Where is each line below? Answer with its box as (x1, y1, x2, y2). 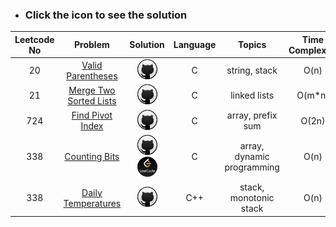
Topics (237, 39, 267, 51)
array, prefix (226, 109, 278, 122)
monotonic (229, 192, 275, 204)
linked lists (230, 89, 275, 102)
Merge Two (68, 84, 116, 96)
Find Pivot (71, 109, 113, 122)
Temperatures (63, 197, 122, 209)
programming (224, 161, 280, 173)
